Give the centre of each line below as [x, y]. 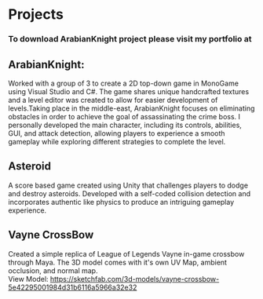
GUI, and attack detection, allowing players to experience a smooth [117, 133]
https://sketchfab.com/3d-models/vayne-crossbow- [135, 279]
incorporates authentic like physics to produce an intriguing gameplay [121, 202]
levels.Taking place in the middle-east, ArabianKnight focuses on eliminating [131, 108]
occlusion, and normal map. [53, 270]
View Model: [28, 279]
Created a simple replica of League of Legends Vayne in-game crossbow [126, 253]
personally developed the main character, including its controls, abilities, [125, 125]
